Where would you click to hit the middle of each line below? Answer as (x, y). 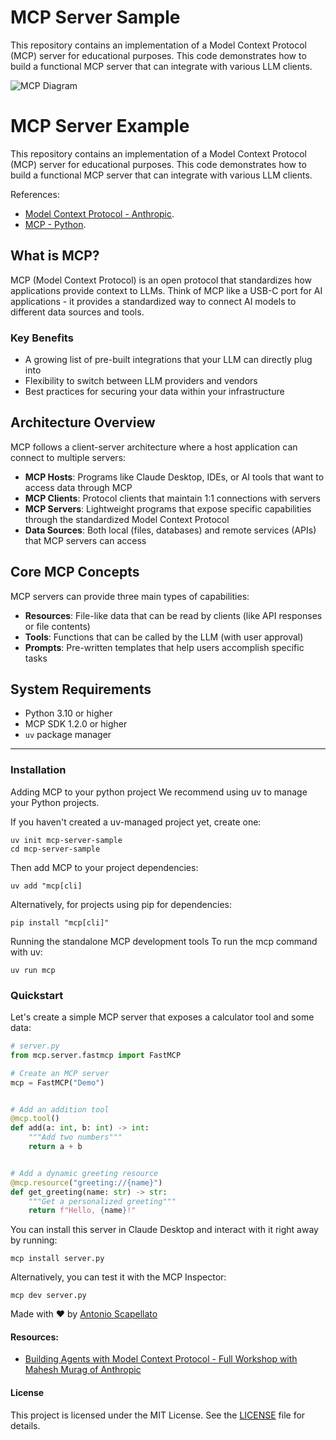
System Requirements (81, 689)
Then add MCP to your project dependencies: (104, 867)
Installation (38, 770)
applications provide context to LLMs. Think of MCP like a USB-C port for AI (166, 290)
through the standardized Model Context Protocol (127, 519)
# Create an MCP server (60, 1073)
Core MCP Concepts (75, 572)
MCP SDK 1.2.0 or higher (76, 724)
